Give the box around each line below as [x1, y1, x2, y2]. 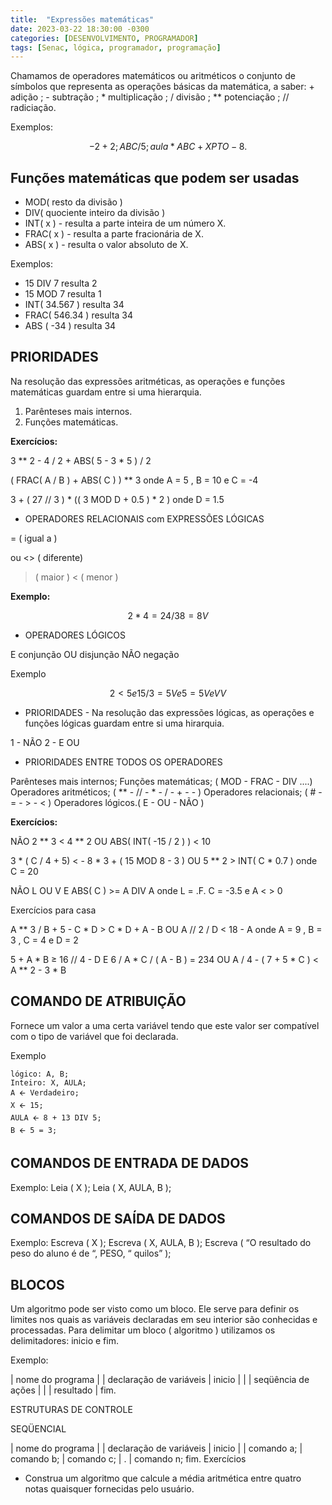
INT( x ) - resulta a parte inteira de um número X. [24, 217, 227, 230]
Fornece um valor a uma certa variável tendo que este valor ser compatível [10, 1019, 320, 1031]
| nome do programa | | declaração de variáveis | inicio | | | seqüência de [10, 1374, 310, 1386]
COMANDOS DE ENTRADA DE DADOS [10, 1155, 250, 1172]
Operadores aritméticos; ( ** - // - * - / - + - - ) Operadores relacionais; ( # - [10, 786, 323, 798]
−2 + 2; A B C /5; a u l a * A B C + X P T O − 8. [88, 141, 248, 153]
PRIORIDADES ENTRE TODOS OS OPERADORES [24, 756, 223, 768]
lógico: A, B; [10, 1069, 70, 1079]
